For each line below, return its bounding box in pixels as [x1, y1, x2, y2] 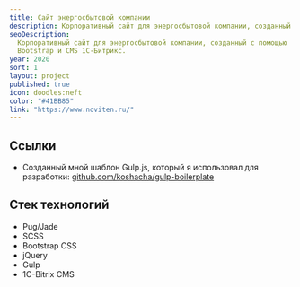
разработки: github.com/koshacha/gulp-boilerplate [22, 171, 215, 182]
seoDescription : [9, 30, 70, 39]
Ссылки [9, 138, 57, 153]
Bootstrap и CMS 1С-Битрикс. [17, 47, 127, 56]
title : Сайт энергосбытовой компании [9, 13, 151, 22]
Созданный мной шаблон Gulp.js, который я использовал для [22, 162, 259, 173]
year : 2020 [9, 55, 50, 64]
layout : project [9, 72, 70, 81]
